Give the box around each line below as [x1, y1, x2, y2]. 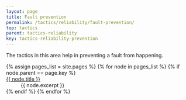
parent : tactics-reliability [6, 30, 77, 36]
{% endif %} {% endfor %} [6, 88, 71, 95]
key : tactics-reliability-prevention [6, 36, 98, 42]
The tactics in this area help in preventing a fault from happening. [6, 52, 164, 58]
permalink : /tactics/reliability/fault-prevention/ [6, 19, 135, 25]
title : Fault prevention [6, 14, 67, 20]
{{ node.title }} [6, 75, 41, 82]
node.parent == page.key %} [6, 70, 76, 76]
